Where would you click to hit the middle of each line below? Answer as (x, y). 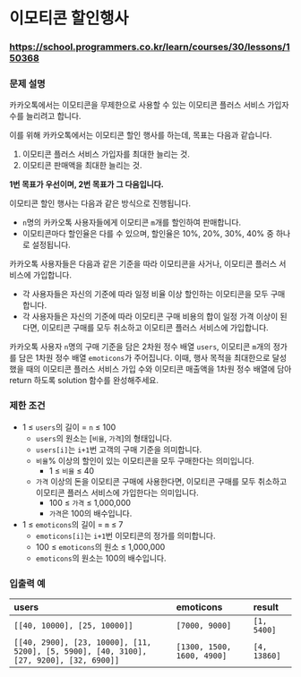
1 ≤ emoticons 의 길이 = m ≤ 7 (73, 524)
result (266, 607)
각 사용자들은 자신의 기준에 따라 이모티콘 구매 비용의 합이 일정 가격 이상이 (150, 317)
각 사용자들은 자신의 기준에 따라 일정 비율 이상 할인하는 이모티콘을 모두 (145, 294)
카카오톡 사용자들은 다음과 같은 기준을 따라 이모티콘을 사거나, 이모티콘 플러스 (143, 264)
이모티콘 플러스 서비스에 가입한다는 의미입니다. (117, 493)
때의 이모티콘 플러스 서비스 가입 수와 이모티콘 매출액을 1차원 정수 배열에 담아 (159, 369)
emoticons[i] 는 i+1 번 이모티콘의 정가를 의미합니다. (125, 536)
